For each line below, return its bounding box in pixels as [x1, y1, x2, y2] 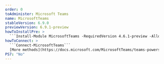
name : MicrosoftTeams [5, 16, 49, 21]
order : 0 [5, 7, 23, 12]
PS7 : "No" [5, 51, 25, 57]
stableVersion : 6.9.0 [5, 20, 49, 26]
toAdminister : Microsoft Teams [5, 12, 69, 16]
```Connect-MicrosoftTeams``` [9, 43, 71, 48]
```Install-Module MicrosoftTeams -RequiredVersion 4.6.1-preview [9, 34, 147, 39]
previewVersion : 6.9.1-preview [5, 25, 69, 30]
